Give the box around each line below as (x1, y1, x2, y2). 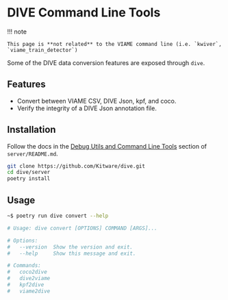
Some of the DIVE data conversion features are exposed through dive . (7, 58, 205, 66)
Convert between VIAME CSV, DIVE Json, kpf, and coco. (16, 97, 177, 105)
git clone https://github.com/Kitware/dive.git (7, 162, 146, 169)
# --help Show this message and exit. (7, 250, 136, 257)
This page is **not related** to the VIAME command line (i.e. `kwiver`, (7, 40, 223, 47)
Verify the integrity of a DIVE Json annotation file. (16, 104, 157, 112)
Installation (7, 124, 56, 136)
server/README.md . (7, 149, 58, 158)
